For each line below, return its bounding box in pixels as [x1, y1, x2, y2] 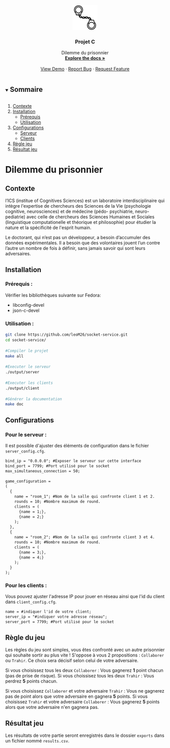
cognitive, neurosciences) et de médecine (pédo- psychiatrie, [5, 208, 134, 215]
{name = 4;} [18, 555, 44, 560]
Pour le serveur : [5, 431, 47, 438]
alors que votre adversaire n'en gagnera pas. [5, 704, 99, 710]
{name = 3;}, [18, 550, 47, 555]
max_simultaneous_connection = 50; [5, 469, 80, 474]
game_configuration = [5, 479, 51, 484]
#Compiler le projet [5, 348, 49, 353]
